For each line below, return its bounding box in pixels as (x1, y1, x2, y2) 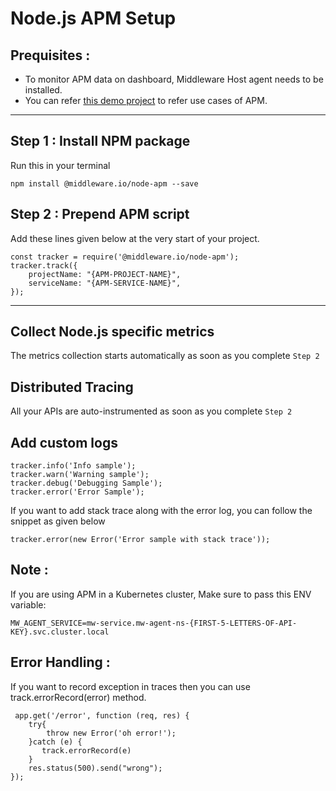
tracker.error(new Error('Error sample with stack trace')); (10, 535, 271, 545)
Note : (10, 562, 49, 579)
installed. (24, 84, 63, 96)
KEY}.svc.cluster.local (10, 627, 110, 637)
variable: (10, 598, 47, 611)
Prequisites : (10, 47, 91, 64)
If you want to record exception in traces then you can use (10, 680, 251, 692)
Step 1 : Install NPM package (10, 133, 191, 150)
